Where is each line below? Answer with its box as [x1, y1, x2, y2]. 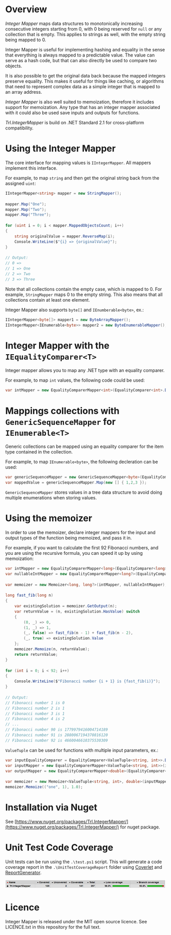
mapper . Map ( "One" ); [5, 201, 47, 207]
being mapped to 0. [5, 37, 47, 43]
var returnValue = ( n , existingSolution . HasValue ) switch [14, 609, 140, 614]
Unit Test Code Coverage [5, 842, 113, 853]
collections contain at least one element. [5, 297, 90, 303]
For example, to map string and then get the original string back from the [5, 175, 159, 181]
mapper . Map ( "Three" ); [5, 212, 51, 218]
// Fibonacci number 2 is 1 [5, 706, 65, 711]
